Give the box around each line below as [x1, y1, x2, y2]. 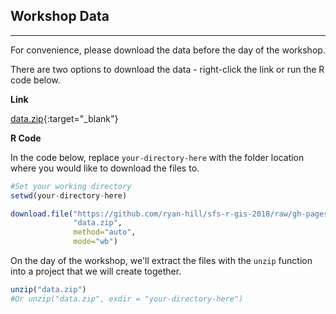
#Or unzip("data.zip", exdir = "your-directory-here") [10, 294, 244, 304]
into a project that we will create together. [10, 265, 182, 278]
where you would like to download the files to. [10, 162, 200, 174]
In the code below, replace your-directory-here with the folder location [10, 151, 305, 163]
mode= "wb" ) [73, 237, 118, 247]
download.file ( [10, 209, 74, 219]
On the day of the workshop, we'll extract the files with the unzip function [10, 255, 313, 267]
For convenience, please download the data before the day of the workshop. [10, 44, 326, 56]
